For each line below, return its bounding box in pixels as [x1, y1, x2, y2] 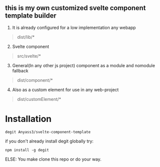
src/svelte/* [17, 53, 41, 59]
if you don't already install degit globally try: [5, 138, 94, 144]
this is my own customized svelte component [5, 4, 146, 12]
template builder [5, 12, 57, 20]
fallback [12, 68, 28, 73]
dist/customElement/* [17, 96, 61, 102]
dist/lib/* [17, 34, 35, 40]
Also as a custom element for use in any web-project [12, 87, 119, 93]
